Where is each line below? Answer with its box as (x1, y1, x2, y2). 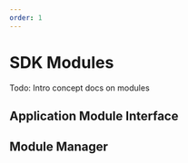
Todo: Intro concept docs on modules (9, 82, 150, 93)
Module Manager (9, 139, 109, 155)
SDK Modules (9, 52, 114, 72)
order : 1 (9, 13, 43, 23)
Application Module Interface (9, 108, 179, 123)
